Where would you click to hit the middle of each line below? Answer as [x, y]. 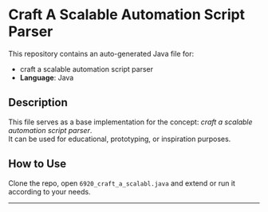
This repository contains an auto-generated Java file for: [101, 53]
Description [38, 102]
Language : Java [47, 77]
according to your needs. [49, 191]
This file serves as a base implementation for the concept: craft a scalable [130, 122]
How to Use [37, 164]
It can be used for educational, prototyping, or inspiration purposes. [120, 139]
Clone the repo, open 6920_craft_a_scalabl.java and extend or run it [122, 183]
